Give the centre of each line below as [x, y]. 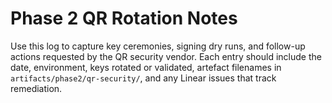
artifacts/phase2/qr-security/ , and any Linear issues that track [143, 78]
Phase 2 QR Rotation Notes [124, 18]
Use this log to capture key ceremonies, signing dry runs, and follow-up [158, 46]
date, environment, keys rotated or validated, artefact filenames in [146, 67]
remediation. [36, 88]
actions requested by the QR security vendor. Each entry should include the [166, 56]
